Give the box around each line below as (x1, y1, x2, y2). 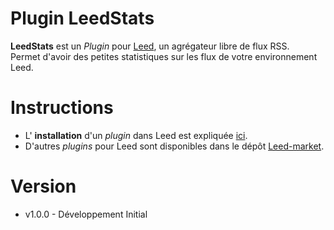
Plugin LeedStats (10, 7, 155, 30)
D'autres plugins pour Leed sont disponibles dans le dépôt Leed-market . (24, 140, 325, 152)
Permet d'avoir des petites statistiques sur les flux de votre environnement (10, 50, 318, 62)
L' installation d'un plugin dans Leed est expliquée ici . (24, 129, 248, 141)
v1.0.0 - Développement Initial (24, 208, 148, 220)
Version (10, 175, 77, 198)
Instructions (10, 97, 114, 119)
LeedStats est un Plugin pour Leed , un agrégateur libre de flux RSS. (10, 40, 290, 52)
